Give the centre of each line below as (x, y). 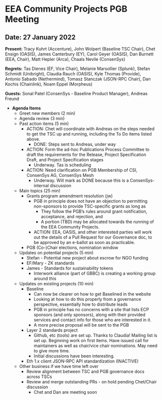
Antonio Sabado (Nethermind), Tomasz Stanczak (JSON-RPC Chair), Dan (78, 79)
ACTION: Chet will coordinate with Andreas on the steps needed (90, 129)
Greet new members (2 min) (47, 113)
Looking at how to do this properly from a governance (87, 299)
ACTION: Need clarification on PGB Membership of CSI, (82, 170)
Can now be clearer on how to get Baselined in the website (92, 294)
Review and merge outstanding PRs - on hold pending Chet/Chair (92, 382)
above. (33, 139)
